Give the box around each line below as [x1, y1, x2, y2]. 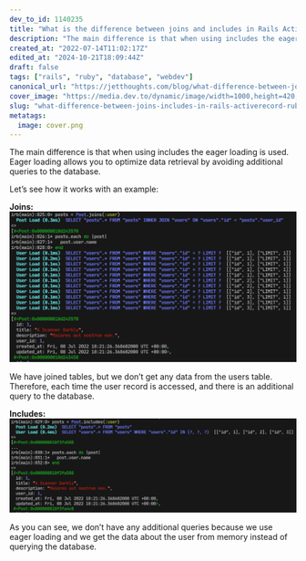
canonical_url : [9, 82, 67, 91]
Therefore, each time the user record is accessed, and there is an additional [9, 380, 294, 391]
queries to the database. [9, 166, 102, 177]
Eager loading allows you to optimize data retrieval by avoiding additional [9, 156, 284, 168]
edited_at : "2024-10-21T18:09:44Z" [9, 53, 145, 63]
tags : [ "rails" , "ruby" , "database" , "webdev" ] [9, 73, 194, 82]
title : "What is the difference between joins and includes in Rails [9, 24, 280, 34]
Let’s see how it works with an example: [9, 183, 159, 195]
